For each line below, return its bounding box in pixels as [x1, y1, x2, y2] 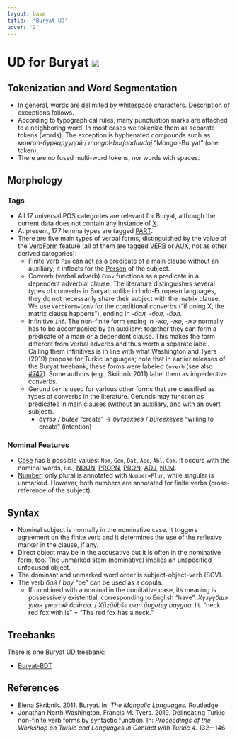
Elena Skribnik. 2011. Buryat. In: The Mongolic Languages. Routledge [17, 701, 219, 709]
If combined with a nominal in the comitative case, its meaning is [28, 586, 217, 594]
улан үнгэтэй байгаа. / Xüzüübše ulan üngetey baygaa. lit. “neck [28, 601, 221, 609]
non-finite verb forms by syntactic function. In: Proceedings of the [17, 716, 211, 724]
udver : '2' [7, 23, 40, 30]
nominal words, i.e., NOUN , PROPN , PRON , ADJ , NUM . [17, 463, 177, 472]
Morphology [7, 174, 63, 186]
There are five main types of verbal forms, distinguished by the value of [17, 235, 227, 243]
